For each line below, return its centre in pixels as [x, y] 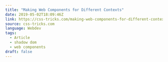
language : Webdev [23, 28]
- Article [20, 38]
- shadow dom [23, 42]
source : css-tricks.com [30, 24]
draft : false [19, 51]
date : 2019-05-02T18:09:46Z [34, 14]
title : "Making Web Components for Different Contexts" [64, 10]
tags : [11, 33]
